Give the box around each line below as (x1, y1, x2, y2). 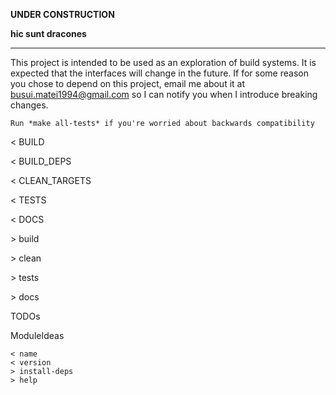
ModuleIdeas (10, 330, 65, 341)
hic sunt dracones (10, 28, 87, 39)
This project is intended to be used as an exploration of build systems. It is (10, 57, 317, 68)
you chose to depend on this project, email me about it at (10, 78, 246, 89)
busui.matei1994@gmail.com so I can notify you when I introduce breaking (10, 89, 318, 100)
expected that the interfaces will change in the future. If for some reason (10, 67, 309, 79)
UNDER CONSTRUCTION (10, 9, 115, 20)
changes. (10, 99, 49, 111)
